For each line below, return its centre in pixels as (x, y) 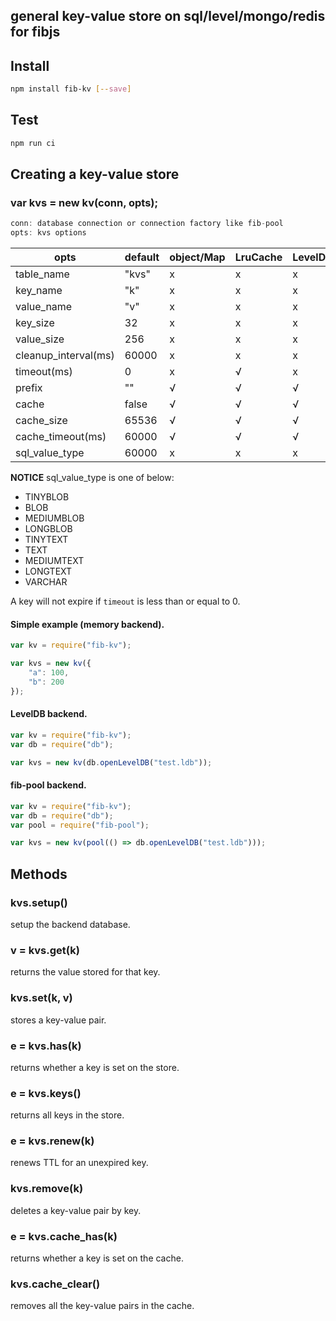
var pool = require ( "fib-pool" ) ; (80, 825)
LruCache (258, 257)
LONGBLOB (48, 529)
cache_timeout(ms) (61, 437)
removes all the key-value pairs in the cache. (102, 1306)
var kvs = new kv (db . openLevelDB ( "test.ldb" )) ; (111, 762)
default (142, 257)
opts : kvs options (48, 233)
